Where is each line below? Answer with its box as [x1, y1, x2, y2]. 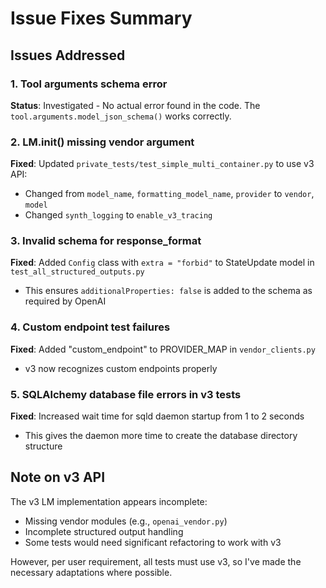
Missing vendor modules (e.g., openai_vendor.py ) [24, 515, 228, 527]
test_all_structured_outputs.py [10, 267, 145, 277]
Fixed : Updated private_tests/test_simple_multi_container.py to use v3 [10, 158, 315, 170]
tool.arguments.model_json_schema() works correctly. [10, 110, 232, 122]
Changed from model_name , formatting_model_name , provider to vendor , [24, 188, 315, 200]
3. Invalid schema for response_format [10, 234, 202, 248]
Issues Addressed [10, 47, 126, 64]
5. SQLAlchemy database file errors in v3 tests [10, 387, 242, 401]
